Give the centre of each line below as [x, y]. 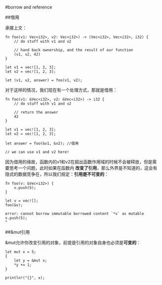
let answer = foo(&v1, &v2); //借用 [42, 143]
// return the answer [36, 112]
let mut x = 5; [21, 252]
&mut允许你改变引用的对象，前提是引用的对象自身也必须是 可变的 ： [73, 243]
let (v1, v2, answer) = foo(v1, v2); [44, 80]
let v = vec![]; [22, 201]
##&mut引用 [17, 232]
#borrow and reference [29, 7]
